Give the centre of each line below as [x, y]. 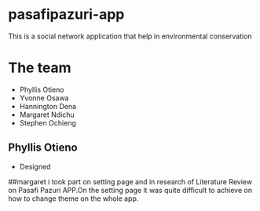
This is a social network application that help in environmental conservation [130, 36]
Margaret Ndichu [47, 115]
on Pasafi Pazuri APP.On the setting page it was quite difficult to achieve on [130, 190]
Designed [35, 166]
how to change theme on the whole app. [73, 198]
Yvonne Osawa [44, 98]
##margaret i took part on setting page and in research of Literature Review [130, 181]
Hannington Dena [48, 106]
